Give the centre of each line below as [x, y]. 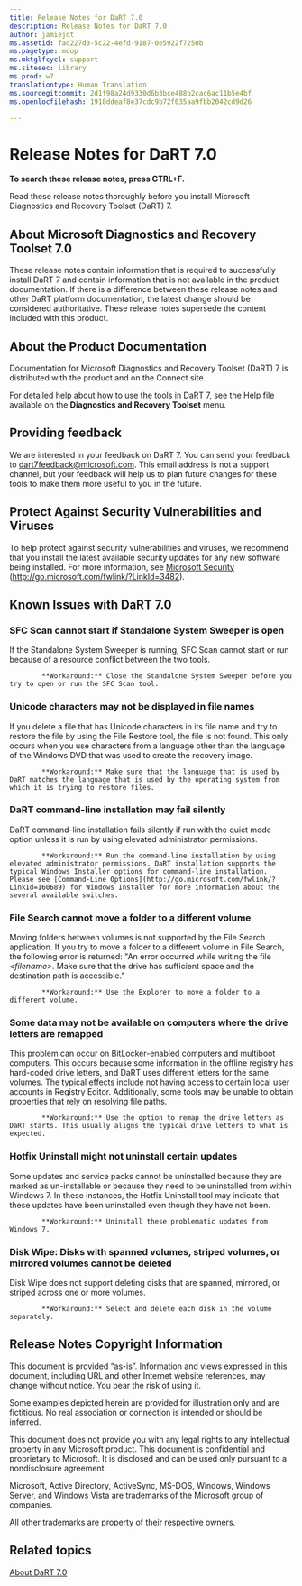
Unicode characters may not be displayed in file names [132, 707]
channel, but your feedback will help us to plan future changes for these [143, 473]
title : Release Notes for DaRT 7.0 [76, 18]
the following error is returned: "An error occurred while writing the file [141, 957]
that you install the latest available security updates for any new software [145, 557]
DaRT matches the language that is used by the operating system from [145, 779]
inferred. [25, 1422]
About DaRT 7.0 [38, 1572]
